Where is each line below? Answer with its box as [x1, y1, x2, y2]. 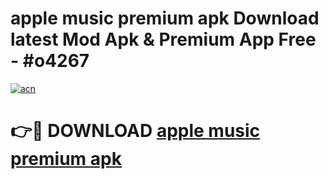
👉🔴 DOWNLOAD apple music [10, 120, 261, 142]
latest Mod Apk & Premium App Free [10, 28, 317, 51]
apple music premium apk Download [10, 7, 320, 30]
